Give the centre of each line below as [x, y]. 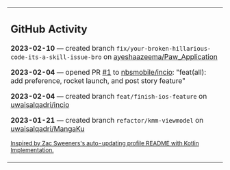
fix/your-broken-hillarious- [164, 48]
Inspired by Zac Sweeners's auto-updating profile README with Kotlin [105, 143]
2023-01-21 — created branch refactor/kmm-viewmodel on [107, 120]
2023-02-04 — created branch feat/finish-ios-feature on [109, 96]
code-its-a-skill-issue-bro [56, 57]
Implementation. [32, 150]
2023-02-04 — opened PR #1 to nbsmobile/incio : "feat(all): [108, 72]
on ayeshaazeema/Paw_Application [161, 56]
